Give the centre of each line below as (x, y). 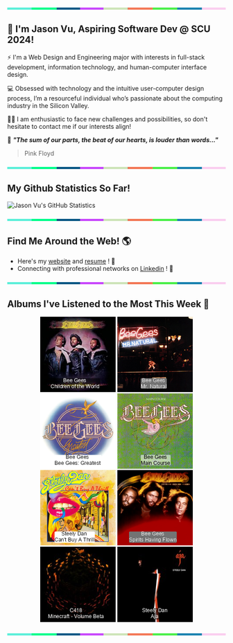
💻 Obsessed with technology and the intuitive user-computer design (106, 88)
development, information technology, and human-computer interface (107, 67)
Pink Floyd (39, 153)
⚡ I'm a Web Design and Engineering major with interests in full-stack (106, 57)
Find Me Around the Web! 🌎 (69, 241)
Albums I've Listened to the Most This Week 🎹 (109, 304)
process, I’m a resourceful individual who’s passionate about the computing (115, 98)
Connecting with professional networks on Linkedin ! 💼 (95, 269)
